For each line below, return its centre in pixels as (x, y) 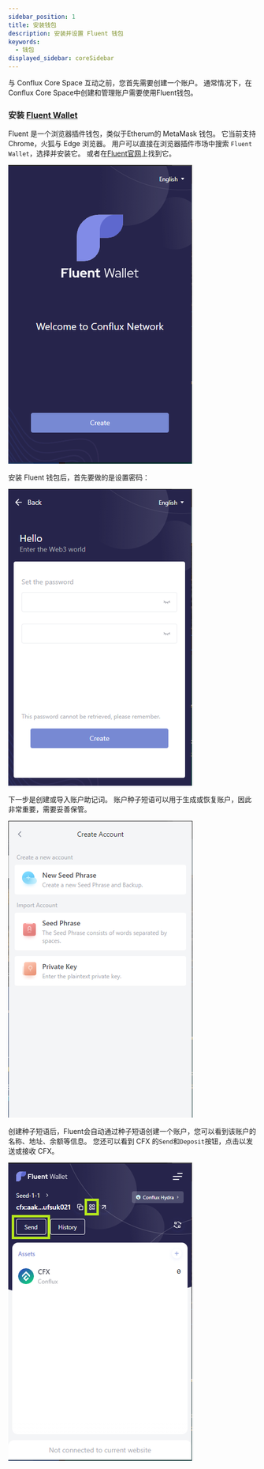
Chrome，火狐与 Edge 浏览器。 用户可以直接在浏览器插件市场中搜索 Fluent (130, 144)
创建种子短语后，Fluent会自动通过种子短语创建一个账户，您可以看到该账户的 (132, 1132)
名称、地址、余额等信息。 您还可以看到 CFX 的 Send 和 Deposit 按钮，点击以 (127, 1141)
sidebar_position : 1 (42, 17)
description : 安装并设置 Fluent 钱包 (66, 33)
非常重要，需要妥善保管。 (50, 809)
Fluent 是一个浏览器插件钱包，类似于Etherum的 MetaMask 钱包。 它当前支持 (132, 134)
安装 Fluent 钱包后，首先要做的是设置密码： (79, 477)
